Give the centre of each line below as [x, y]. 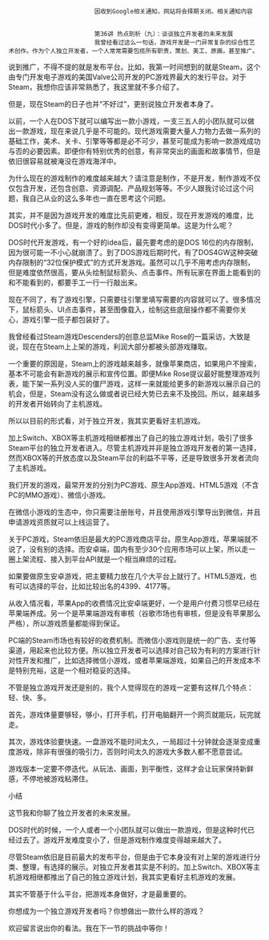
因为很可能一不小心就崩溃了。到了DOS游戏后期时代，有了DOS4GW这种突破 [133, 252]
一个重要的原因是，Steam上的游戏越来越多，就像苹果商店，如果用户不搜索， [134, 364]
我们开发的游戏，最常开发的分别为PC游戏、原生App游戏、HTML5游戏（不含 [134, 485]
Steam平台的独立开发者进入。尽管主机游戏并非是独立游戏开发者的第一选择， [134, 448]
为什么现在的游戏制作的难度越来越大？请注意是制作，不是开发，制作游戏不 [131, 178]
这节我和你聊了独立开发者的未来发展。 [71, 813]
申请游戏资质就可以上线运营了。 [61, 522]
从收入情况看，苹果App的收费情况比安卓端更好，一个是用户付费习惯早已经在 [134, 603]
